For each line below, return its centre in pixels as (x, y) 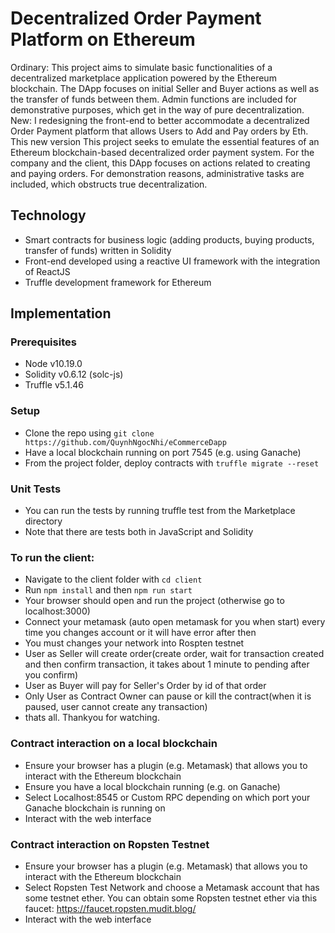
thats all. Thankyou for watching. (92, 718)
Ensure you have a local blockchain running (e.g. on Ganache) (152, 786)
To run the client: (52, 557)
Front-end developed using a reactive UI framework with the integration (172, 261)
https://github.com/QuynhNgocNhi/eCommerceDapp (125, 442)
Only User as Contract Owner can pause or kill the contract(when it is (168, 696)
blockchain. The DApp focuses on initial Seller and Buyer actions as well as (165, 88)
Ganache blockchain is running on (95, 808)
